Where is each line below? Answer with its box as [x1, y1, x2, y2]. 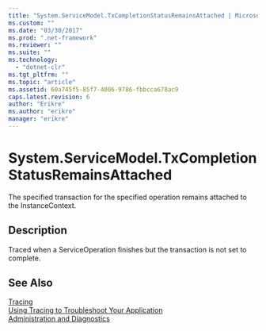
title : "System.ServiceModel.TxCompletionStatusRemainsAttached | [8, 11, 232, 20]
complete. [8, 253, 41, 263]
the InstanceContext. [8, 200, 77, 210]
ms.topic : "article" [8, 78, 77, 86]
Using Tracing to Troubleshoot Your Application [8, 306, 163, 315]
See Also [8, 276, 53, 290]
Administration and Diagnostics [8, 314, 111, 324]
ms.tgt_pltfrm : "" [8, 71, 69, 79]
